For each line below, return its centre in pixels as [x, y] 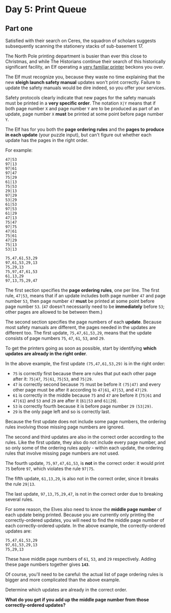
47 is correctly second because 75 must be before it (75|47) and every [87, 384]
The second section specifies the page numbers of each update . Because [83, 322]
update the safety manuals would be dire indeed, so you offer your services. [86, 88]
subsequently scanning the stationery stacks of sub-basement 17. [75, 46]
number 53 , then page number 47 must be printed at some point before [80, 301]
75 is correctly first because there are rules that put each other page [84, 373]
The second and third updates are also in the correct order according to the [85, 437]
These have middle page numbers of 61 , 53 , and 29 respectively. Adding [81, 559]
